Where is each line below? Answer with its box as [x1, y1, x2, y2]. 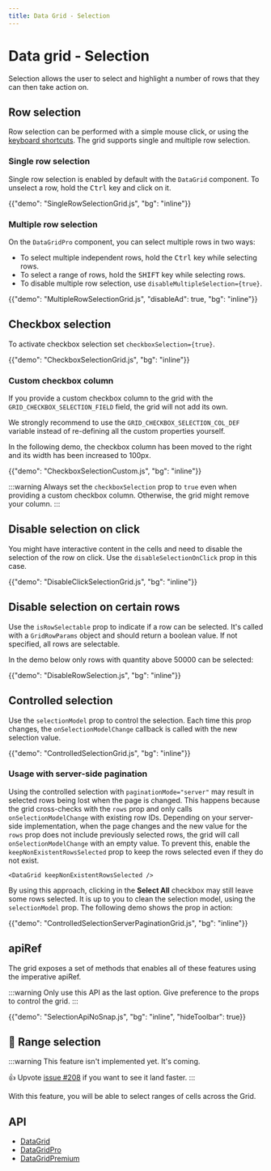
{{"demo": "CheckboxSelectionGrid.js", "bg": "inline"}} [8, 354, 190, 364]
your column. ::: [8, 499, 61, 509]
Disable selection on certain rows [8, 600, 180, 614]
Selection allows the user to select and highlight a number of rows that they [8, 74, 260, 83]
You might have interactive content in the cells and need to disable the [8, 544, 243, 554]
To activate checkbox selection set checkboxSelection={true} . [8, 339, 216, 349]
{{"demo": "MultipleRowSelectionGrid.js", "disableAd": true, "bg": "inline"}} [8, 294, 258, 303]
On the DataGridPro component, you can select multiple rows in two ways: [8, 236, 256, 247]
